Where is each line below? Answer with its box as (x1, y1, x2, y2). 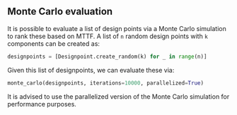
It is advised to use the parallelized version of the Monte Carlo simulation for (7, 92, 230, 101)
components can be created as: (7, 39, 100, 48)
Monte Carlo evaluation (7, 6, 113, 18)
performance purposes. (7, 99, 76, 108)
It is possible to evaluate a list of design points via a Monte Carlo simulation (7, 24, 226, 32)
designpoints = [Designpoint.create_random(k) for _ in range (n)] (7, 53, 207, 60)
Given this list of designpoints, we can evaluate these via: (7, 66, 175, 74)
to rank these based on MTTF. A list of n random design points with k (7, 32, 209, 40)
